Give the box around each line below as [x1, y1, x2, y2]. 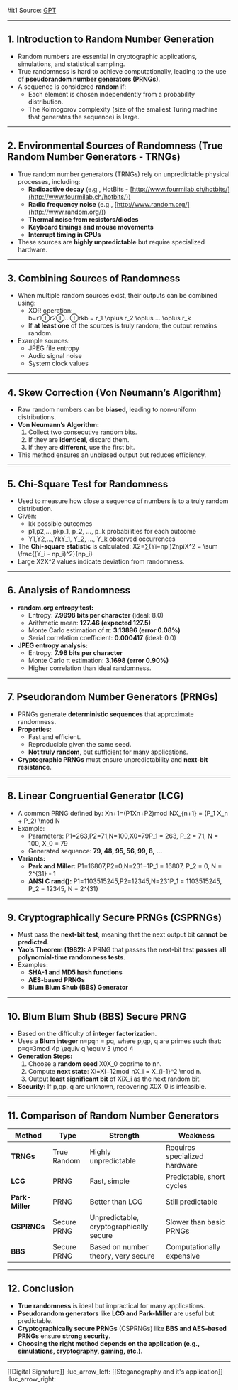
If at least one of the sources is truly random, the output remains [28, 321, 217, 330]
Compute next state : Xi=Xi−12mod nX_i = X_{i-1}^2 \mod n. [28, 1067, 202, 1076]
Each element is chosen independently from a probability [28, 90, 195, 98]
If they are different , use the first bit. [28, 443, 135, 452]
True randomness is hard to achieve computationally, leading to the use [17, 67, 227, 75]
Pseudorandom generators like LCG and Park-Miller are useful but [17, 1309, 215, 1318]
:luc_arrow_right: [7, 1374, 57, 1383]
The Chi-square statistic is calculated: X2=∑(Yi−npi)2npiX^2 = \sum [17, 542, 218, 551]
